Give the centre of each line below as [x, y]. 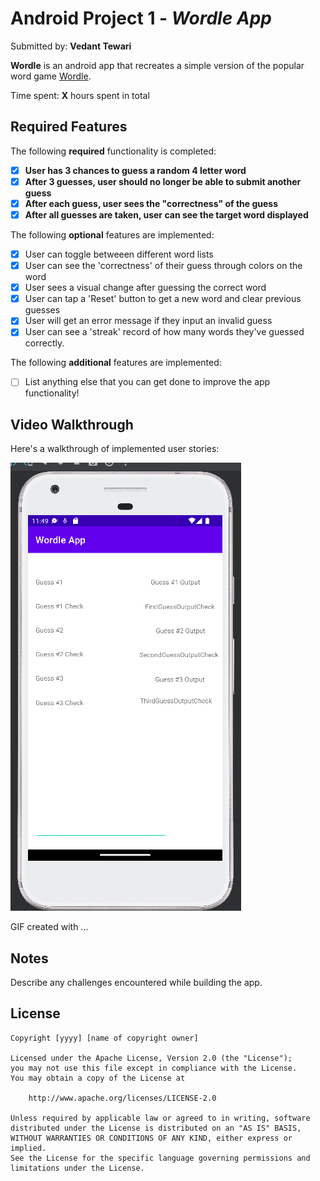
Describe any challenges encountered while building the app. [136, 983]
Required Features [69, 127]
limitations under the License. [77, 1168]
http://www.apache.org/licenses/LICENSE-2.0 [122, 1098]
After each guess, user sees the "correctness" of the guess [151, 203]
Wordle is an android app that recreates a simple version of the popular [157, 65]
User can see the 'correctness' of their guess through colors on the [163, 266]
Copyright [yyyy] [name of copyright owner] [104, 1038]
